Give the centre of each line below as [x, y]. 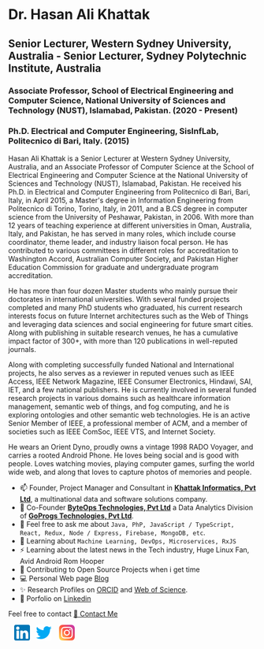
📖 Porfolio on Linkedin [55, 598]
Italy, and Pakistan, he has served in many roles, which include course [122, 233]
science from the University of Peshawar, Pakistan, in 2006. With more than [131, 217]
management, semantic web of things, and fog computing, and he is [119, 406]
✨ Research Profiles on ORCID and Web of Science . [104, 589]
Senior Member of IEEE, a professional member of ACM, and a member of [128, 423]
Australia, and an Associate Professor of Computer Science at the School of [131, 166]
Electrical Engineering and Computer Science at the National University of [128, 175]
